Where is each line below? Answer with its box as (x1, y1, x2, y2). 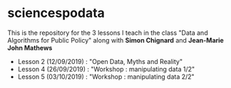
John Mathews (7, 43, 53, 52)
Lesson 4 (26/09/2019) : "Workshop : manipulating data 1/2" (17, 65, 195, 73)
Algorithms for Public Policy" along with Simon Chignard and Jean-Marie (7, 35, 225, 44)
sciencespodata (7, 5, 106, 21)
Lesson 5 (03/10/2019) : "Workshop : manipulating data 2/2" (17, 72, 195, 81)
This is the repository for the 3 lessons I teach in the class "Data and (7, 28, 208, 37)
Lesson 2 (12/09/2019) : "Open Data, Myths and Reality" (17, 57, 183, 65)
